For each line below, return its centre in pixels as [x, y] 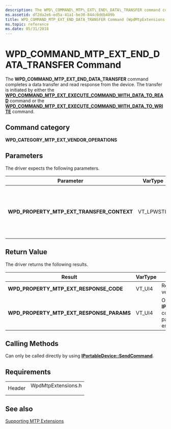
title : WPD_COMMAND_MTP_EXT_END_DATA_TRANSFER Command [65, 19]
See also [19, 409]
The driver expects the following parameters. [52, 168]
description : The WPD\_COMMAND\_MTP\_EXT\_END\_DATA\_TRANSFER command [83, 10]
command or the [27, 101]
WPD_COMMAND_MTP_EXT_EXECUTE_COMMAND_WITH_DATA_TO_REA [84, 95]
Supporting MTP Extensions [35, 421]
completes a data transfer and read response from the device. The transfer [84, 85]
